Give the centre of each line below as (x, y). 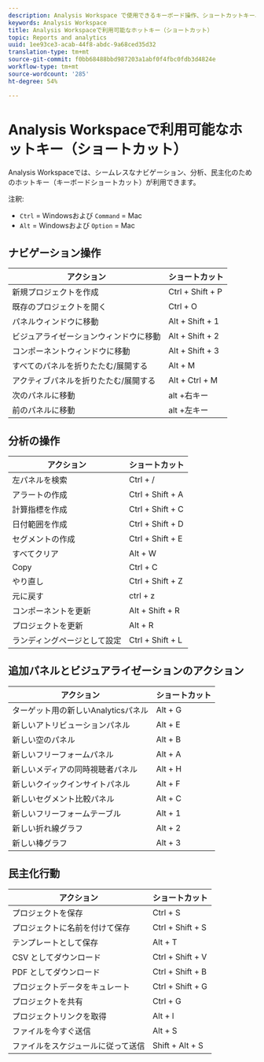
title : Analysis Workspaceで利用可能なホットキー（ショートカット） (111, 30)
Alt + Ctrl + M (193, 380)
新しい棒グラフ (40, 843)
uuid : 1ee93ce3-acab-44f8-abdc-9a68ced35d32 (82, 45)
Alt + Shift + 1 (194, 321)
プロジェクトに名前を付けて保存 (71, 927)
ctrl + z (142, 596)
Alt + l (163, 1016)
